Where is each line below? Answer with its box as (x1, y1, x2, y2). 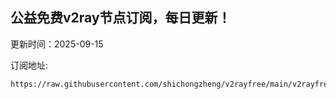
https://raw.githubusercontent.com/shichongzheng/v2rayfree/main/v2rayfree (10, 79, 333, 89)
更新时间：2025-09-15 (10, 38, 104, 50)
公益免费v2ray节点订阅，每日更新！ (10, 9, 232, 27)
